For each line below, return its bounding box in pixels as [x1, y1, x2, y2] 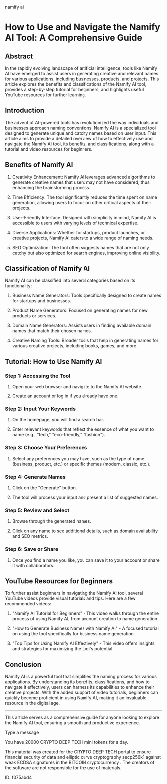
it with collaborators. [12, 562, 55, 568]
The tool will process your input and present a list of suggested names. [12, 494, 158, 501]
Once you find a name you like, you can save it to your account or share [12, 557, 160, 563]
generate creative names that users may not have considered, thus [12, 179, 150, 185]
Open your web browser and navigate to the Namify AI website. [12, 384, 143, 390]
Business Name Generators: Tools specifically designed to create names [12, 292, 162, 299]
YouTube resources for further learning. [5, 92, 86, 98]
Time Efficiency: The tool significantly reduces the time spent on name [12, 194, 158, 200]
